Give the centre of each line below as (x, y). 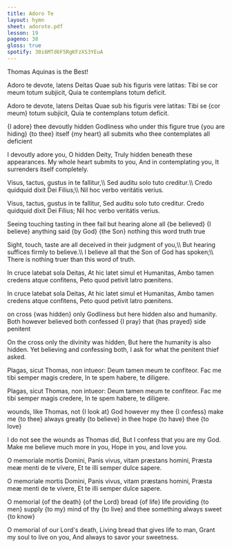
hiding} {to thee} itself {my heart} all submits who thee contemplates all (109, 134)
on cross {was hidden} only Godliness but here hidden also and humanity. (112, 314)
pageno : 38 (23, 39)
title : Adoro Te (30, 13)
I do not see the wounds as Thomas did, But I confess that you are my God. (114, 440)
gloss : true (24, 46)
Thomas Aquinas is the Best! (48, 71)
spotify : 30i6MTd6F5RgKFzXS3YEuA (55, 52)
